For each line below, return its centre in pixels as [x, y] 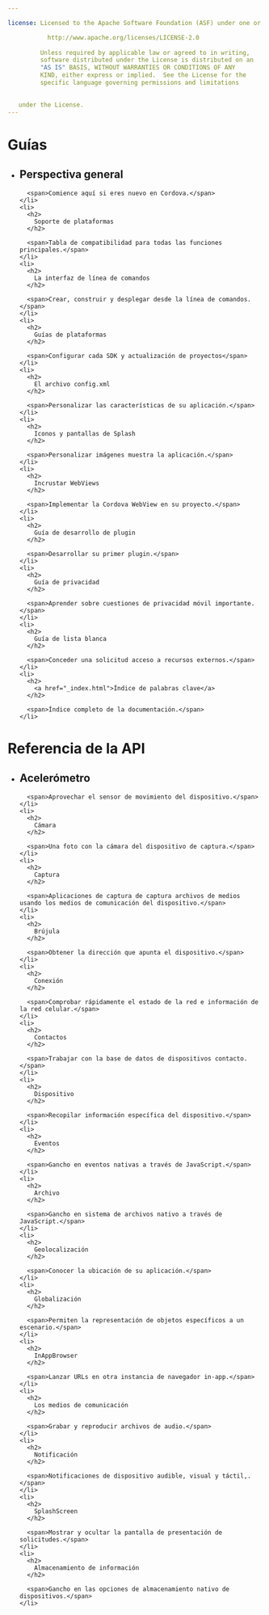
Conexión [49, 980]
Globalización [58, 1299]
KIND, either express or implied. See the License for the [143, 75]
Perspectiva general [71, 175]
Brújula [47, 931]
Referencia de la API [77, 748]
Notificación [56, 1455]
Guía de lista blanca [70, 639]
